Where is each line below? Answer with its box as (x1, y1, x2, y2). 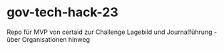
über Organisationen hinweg (6, 35, 91, 43)
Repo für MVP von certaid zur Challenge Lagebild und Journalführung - (6, 28, 218, 36)
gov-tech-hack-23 (6, 4, 118, 21)
